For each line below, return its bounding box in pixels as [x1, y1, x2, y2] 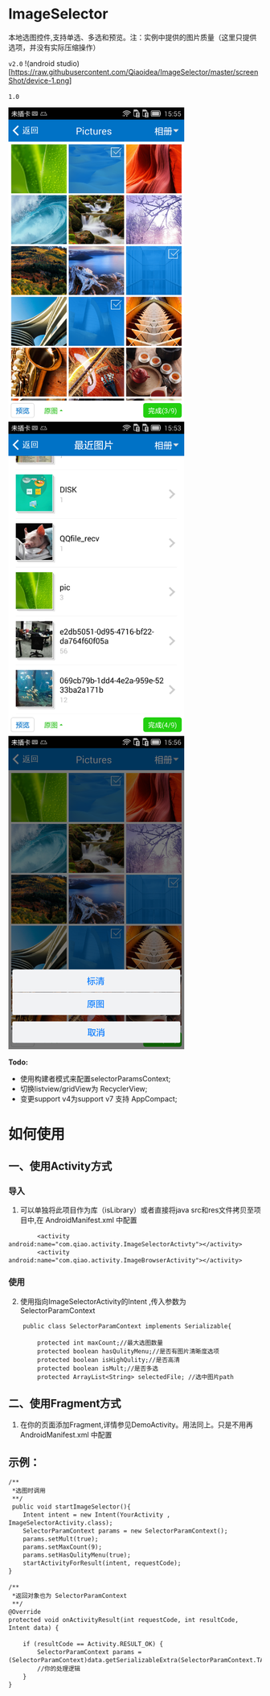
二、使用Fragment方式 [8, 1397, 122, 1410]
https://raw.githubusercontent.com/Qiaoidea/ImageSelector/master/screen [10, 67, 259, 76]
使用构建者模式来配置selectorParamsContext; [19, 1073, 171, 1083]
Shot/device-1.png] [8, 76, 72, 85]
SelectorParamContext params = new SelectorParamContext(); [22, 1527, 228, 1535]
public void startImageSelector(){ [11, 1503, 131, 1511]
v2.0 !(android [8, 58, 55, 68]
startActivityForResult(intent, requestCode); [22, 1559, 182, 1567]
